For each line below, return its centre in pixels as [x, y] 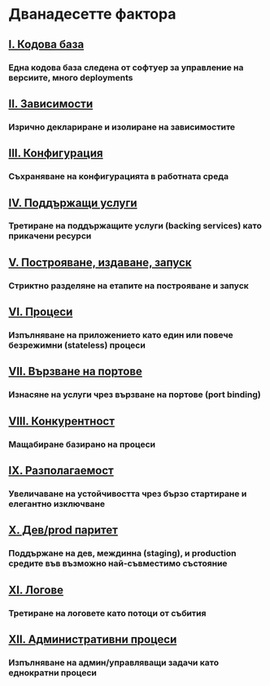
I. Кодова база [46, 44]
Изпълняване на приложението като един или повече [121, 335]
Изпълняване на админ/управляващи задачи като [114, 662]
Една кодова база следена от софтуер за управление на [126, 68]
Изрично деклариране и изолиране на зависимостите [122, 127]
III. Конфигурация [56, 153]
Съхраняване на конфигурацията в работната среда [119, 177]
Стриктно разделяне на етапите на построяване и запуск [129, 286]
